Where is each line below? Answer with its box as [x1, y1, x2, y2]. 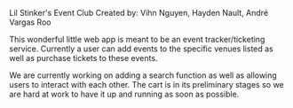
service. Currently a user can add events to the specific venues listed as [9, 43, 273, 54]
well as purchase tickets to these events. [9, 53, 158, 63]
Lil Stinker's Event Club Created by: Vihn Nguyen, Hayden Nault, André [9, 8, 269, 18]
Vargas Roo [9, 17, 51, 27]
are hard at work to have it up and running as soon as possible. [9, 89, 240, 99]
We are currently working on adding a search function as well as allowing [9, 70, 277, 81]
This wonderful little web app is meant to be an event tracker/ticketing [9, 35, 265, 44]
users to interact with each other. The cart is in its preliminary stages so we [9, 80, 284, 89]
